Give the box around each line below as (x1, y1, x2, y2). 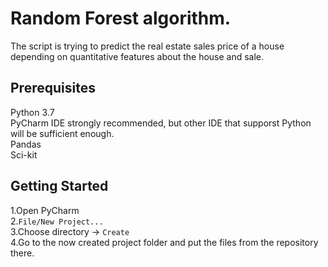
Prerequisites (10, 80, 96, 97)
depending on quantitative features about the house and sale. (10, 50, 265, 62)
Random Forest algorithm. (10, 7, 232, 30)
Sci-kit (10, 148, 38, 161)
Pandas (10, 138, 42, 150)
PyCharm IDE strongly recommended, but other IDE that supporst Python (10, 117, 312, 129)
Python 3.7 (10, 106, 55, 118)
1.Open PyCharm (10, 204, 80, 216)
